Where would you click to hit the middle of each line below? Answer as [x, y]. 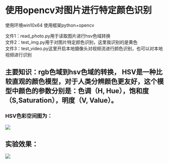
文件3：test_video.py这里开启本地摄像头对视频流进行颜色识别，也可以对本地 [84, 48]
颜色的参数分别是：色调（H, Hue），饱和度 [84, 91]
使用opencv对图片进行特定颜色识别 [78, 10]
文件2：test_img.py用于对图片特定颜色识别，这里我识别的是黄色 [71, 42]
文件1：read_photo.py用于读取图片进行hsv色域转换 [58, 36]
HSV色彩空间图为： [29, 116]
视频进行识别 [18, 55]
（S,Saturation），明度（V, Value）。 [62, 100]
